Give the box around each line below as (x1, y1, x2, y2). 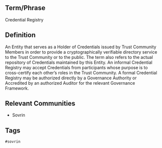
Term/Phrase (5, 4, 46, 12)
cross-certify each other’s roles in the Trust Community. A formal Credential (5, 70, 157, 75)
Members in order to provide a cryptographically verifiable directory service (5, 49, 157, 55)
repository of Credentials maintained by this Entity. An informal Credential (5, 59, 152, 65)
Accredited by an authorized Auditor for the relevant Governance (5, 80, 135, 86)
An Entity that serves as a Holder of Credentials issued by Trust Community (5, 44, 157, 50)
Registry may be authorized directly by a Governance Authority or (5, 75, 137, 81)
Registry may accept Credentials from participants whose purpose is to (5, 64, 148, 70)
